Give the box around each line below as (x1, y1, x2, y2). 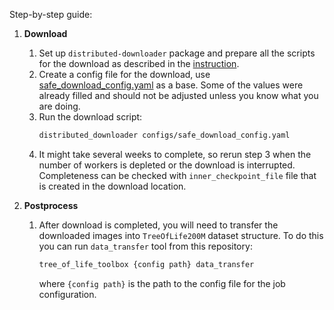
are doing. (38, 100, 81, 112)
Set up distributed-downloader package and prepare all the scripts (38, 47, 316, 59)
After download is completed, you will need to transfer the (38, 219, 279, 231)
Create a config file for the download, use (38, 69, 211, 80)
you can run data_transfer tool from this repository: (38, 240, 253, 252)
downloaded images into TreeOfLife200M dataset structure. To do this (38, 229, 324, 241)
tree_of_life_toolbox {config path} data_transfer (38, 259, 255, 269)
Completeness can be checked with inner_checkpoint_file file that (38, 169, 317, 181)
